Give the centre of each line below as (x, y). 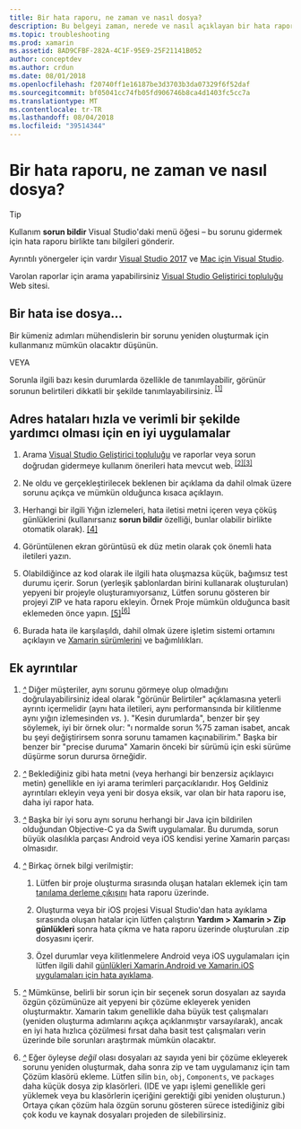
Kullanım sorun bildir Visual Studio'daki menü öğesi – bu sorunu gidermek (146, 232)
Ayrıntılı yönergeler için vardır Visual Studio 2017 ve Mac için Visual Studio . (147, 258)
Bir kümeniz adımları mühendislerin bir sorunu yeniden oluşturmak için (139, 335)
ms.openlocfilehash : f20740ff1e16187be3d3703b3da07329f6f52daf (130, 84)
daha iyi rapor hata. (58, 802)
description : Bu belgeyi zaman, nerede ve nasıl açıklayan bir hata (140, 26)
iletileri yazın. (47, 556)
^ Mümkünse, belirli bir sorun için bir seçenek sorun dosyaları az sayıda (154, 993)
